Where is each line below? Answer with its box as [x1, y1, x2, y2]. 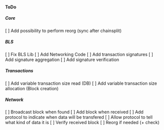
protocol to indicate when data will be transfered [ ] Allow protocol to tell [5, 114, 153, 120]
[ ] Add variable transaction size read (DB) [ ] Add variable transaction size [5, 80, 158, 86]
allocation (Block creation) [5, 85, 59, 91]
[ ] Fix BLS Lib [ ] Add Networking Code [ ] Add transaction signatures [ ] [5, 51, 154, 57]
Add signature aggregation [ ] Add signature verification [5, 57, 119, 63]
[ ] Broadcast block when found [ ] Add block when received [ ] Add [5, 109, 144, 115]
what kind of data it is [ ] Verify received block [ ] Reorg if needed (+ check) [5, 120, 160, 126]
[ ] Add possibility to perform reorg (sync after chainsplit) [5, 28, 122, 33]
